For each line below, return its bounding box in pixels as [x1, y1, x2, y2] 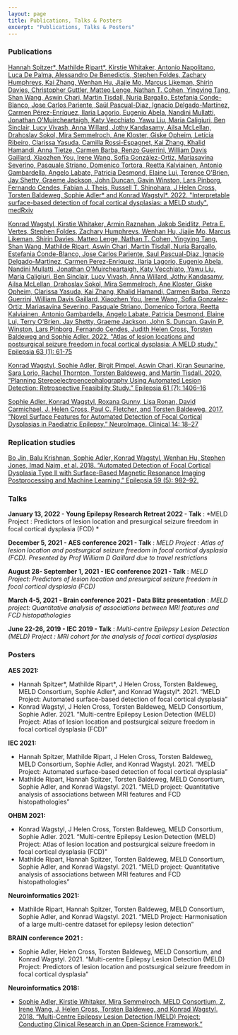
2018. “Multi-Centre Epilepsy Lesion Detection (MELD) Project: [18, 1012, 201, 1021]
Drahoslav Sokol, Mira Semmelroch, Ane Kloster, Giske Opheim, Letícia [8, 130, 214, 139]
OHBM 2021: [8, 811, 46, 819]
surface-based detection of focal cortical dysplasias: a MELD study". [8, 198, 209, 207]
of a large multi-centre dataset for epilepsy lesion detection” [18, 920, 194, 928]
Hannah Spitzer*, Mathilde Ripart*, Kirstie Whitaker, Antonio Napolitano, [8, 63, 216, 71]
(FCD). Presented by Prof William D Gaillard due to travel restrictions [8, 553, 208, 562]
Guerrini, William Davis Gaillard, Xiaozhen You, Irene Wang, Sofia [8, 294, 196, 303]
